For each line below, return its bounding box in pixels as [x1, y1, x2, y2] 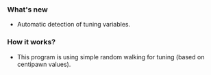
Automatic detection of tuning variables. [16, 20, 131, 29]
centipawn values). [16, 60, 71, 68]
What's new [7, 5, 48, 14]
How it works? [7, 37, 56, 47]
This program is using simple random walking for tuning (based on [16, 52, 205, 61]
